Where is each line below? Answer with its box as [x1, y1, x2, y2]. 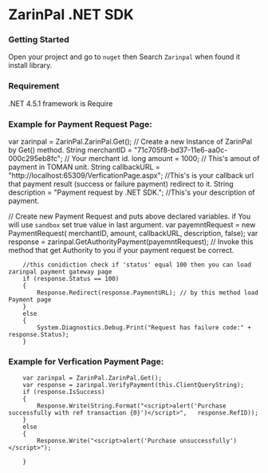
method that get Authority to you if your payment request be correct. [8, 246, 235, 255]
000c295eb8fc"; [8, 154, 63, 164]
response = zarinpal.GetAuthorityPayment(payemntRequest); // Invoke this [8, 237, 254, 246]
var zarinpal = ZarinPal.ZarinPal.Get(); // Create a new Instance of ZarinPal [8, 137, 253, 147]
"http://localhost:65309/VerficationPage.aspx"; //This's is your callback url [8, 171, 254, 180]
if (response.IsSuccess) [22, 388, 105, 396]
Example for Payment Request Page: [8, 118, 153, 129]
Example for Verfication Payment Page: [8, 357, 164, 367]
